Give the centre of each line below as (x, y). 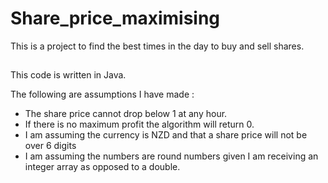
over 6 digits (50, 146)
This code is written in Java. (68, 75)
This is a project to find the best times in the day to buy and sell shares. (157, 46)
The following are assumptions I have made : (102, 94)
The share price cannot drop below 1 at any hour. (126, 114)
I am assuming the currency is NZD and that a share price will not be (166, 135)
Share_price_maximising (115, 18)
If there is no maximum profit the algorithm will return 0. (139, 124)
